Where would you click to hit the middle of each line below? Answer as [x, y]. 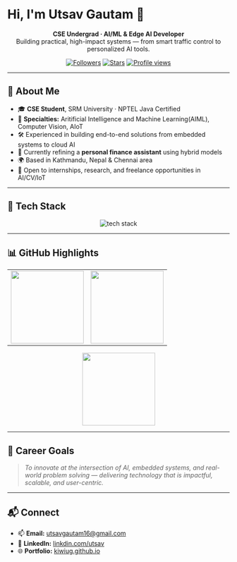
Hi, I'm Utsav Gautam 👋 [76, 14]
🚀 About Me [34, 91]
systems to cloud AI [46, 145]
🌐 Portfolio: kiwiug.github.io [59, 551]
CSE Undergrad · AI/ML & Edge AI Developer [119, 34]
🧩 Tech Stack [37, 206]
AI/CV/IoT [31, 177]
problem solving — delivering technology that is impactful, [128, 475]
